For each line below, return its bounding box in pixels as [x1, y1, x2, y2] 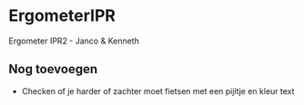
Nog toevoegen [8, 62, 98, 77]
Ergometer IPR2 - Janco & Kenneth [8, 35, 140, 46]
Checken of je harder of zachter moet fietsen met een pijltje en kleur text [21, 85, 295, 96]
